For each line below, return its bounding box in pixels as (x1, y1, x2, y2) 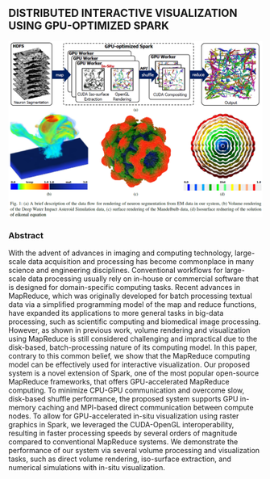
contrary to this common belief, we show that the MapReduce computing (8, 351, 251, 361)
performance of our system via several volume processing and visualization (8, 446, 260, 456)
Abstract (8, 229, 44, 241)
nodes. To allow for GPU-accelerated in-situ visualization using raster (8, 411, 239, 421)
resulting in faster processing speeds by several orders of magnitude (8, 428, 238, 439)
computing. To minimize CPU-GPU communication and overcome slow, (8, 385, 245, 395)
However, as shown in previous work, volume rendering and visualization (8, 326, 251, 335)
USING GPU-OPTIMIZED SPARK (8, 19, 169, 33)
